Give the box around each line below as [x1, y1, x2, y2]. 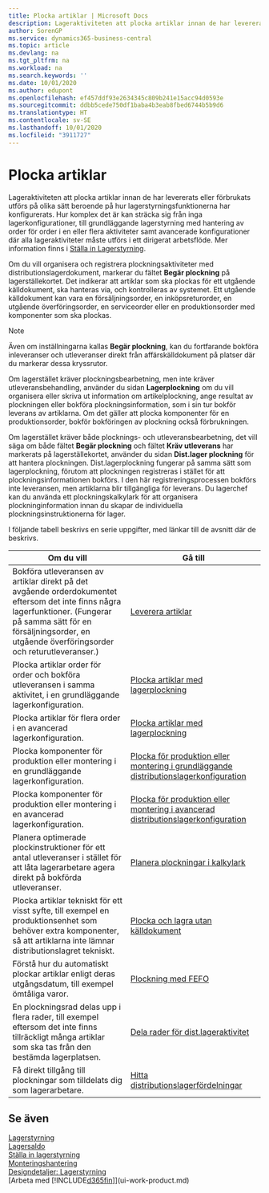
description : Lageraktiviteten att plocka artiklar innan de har [8, 19, 231, 27]
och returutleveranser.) [12, 645, 99, 657]
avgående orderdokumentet [12, 585, 118, 596]
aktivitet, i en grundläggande [12, 689, 120, 700]
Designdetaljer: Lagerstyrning [8, 1167, 106, 1177]
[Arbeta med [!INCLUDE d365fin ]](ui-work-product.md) [8, 1175, 190, 1185]
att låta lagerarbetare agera [12, 861, 115, 873]
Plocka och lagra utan [130, 914, 212, 926]
